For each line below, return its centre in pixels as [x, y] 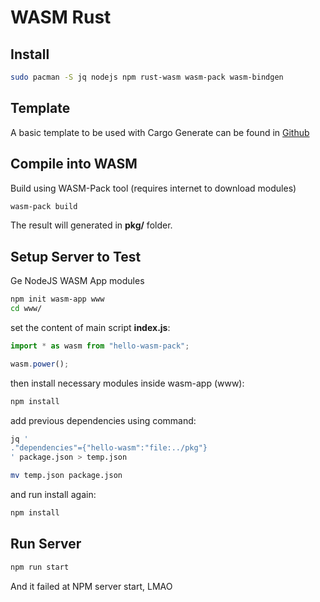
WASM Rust [61, 17]
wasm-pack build [44, 206]
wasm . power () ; [40, 364]
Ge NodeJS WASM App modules [77, 281]
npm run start [40, 567]
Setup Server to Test [76, 256]
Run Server [46, 544]
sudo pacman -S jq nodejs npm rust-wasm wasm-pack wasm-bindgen [147, 77]
